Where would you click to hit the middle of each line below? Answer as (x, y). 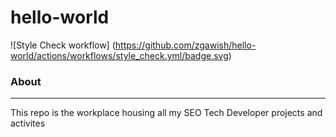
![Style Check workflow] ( (63, 45)
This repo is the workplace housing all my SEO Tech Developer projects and (166, 113)
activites (28, 123)
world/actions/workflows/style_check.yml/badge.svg (119, 55)
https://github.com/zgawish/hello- (185, 45)
